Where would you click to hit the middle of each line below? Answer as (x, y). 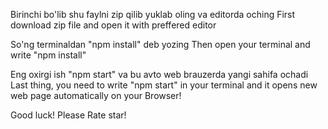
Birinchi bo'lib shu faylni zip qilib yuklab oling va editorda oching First (153, 14)
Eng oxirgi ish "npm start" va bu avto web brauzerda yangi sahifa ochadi (159, 74)
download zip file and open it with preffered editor (113, 25)
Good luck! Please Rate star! (68, 115)
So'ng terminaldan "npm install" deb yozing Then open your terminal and (160, 44)
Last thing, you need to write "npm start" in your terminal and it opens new (164, 85)
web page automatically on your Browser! (96, 95)
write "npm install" (48, 55)
